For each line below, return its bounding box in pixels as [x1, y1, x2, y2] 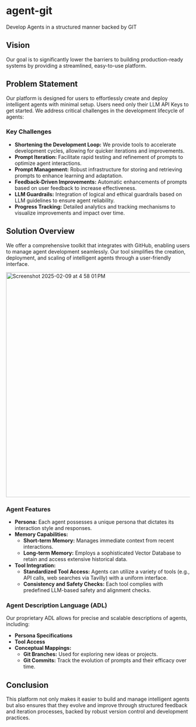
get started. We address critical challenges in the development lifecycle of [6, 107, 184, 114]
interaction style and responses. [14, 524, 92, 531]
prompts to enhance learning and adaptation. [14, 172, 124, 179]
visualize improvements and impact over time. [14, 209, 125, 216]
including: [6, 621, 30, 628]
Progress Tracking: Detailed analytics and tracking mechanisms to [14, 203, 176, 210]
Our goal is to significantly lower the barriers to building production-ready [6, 56, 184, 63]
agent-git [6, 4, 52, 18]
